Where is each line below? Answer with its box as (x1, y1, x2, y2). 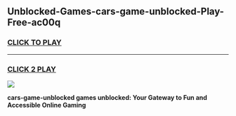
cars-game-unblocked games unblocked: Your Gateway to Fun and (7, 93, 207, 101)
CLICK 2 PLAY (7, 64, 56, 74)
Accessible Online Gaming (7, 101, 86, 109)
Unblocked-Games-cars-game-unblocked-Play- (7, 6, 225, 18)
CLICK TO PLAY (7, 38, 62, 48)
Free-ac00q (7, 17, 61, 29)
